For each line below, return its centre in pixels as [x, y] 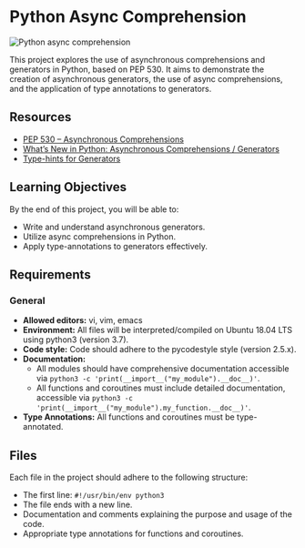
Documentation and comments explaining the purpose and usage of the [158, 514]
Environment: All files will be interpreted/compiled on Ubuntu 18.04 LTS [158, 330]
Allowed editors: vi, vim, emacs [82, 320]
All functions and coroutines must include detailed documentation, [161, 388]
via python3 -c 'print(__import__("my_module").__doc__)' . [148, 379]
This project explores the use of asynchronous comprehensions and [137, 59]
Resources [41, 117]
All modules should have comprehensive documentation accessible [163, 369]
